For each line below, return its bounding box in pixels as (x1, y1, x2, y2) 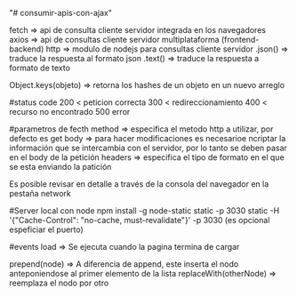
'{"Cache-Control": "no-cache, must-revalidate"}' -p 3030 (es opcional (9, 215, 270, 225)
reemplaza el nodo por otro (9, 277, 109, 288)
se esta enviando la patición (9, 162, 112, 172)
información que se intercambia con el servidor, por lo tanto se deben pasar (9, 142, 287, 153)
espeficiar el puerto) (9, 224, 84, 235)
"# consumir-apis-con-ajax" (9, 8, 113, 18)
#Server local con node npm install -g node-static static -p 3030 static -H (9, 205, 280, 216)
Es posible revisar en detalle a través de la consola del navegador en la (9, 179, 269, 189)
